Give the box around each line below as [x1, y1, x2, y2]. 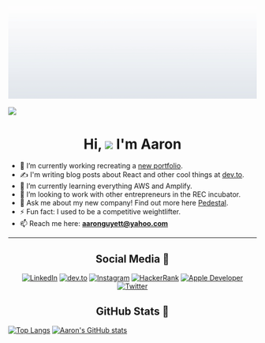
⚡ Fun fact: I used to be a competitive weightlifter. [19, 207, 181, 217]
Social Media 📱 [95, 252, 170, 266]
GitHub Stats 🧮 [95, 304, 170, 318]
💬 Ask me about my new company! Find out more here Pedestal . [19, 198, 229, 208]
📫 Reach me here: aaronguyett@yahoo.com [19, 219, 168, 228]
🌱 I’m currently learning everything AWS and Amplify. [19, 181, 193, 191]
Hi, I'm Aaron [83, 135, 182, 153]
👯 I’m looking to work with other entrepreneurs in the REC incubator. [19, 190, 241, 199]
